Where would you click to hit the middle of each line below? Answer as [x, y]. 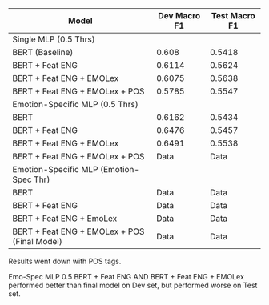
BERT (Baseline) [43, 52]
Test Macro [233, 16]
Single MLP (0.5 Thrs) [54, 39]
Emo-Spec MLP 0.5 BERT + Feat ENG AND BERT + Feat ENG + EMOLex [126, 277]
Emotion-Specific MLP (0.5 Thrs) [75, 104]
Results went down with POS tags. [65, 261]
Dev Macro [179, 16]
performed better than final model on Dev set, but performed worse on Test [133, 285]
